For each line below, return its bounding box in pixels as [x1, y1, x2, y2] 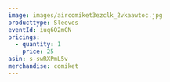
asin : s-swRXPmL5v [8, 55, 68, 63]
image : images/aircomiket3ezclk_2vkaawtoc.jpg [8, 11, 163, 20]
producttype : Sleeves [8, 19, 79, 27]
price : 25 [22, 48, 55, 55]
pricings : [8, 33, 41, 41]
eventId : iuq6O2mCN [8, 26, 72, 34]
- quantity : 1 [15, 41, 61, 48]
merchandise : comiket [8, 62, 79, 70]
